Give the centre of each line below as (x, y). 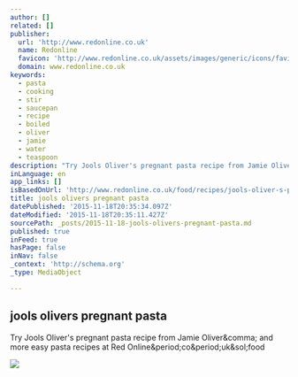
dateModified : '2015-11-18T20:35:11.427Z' (89, 215)
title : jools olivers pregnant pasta (80, 199)
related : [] (32, 26)
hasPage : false (38, 248)
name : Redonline (48, 50)
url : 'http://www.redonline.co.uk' (84, 42)
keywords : (28, 75)
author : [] (30, 17)
